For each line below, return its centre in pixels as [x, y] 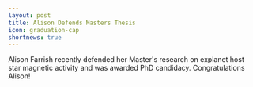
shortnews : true [35, 37]
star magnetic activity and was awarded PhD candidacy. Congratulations [126, 68]
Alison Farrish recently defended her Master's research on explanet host [126, 60]
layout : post [30, 15]
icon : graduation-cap [44, 30]
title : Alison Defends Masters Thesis [72, 23]
